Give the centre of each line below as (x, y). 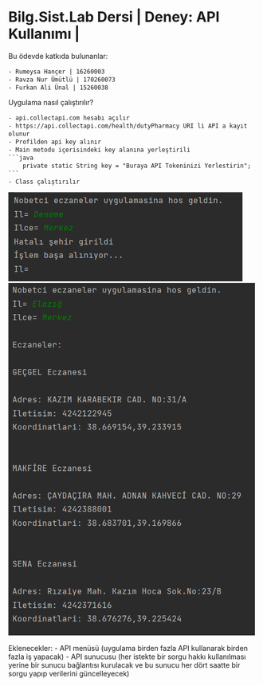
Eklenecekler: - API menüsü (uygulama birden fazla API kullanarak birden (128, 648)
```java (21, 158)
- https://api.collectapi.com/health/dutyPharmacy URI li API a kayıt (128, 126)
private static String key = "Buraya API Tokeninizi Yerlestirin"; (137, 166)
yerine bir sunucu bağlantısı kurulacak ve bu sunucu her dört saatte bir (124, 664)
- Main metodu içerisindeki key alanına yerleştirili (100, 150)
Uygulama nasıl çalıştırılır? (51, 102)
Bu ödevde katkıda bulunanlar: (58, 56)
